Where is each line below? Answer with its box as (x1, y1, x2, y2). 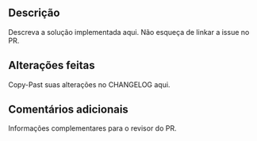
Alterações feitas (8, 59, 95, 72)
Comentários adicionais (8, 103, 128, 116)
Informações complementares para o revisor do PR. (8, 124, 177, 133)
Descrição (8, 6, 60, 20)
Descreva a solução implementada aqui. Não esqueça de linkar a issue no (8, 27, 250, 36)
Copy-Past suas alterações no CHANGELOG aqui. (8, 79, 171, 90)
